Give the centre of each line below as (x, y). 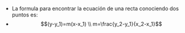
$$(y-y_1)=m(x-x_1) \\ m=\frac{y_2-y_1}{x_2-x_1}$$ (101, 24)
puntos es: (25, 15)
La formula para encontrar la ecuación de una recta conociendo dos (95, 9)
